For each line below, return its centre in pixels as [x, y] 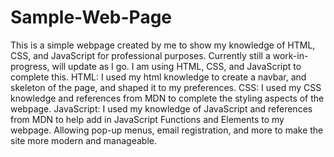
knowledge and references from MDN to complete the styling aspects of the [167, 98]
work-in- [290, 55]
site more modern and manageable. [84, 140]
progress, [30, 66]
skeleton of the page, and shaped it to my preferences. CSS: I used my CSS [166, 87]
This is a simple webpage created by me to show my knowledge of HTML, [163, 45]
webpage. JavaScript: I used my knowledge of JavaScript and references [161, 108]
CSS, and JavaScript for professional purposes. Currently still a [140, 55]
